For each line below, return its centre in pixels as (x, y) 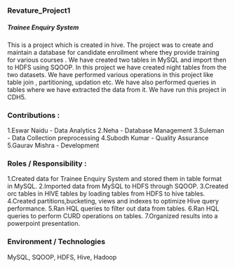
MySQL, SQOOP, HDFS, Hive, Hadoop (62, 257)
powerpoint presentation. (44, 224)
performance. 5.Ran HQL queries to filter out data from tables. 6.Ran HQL (113, 208)
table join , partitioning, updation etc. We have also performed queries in (112, 82)
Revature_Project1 (39, 11)
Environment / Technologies (56, 242)
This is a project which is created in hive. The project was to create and (110, 45)
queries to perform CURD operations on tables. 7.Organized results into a (113, 216)
